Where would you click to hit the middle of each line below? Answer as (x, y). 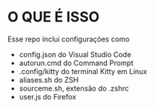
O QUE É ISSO (54, 17)
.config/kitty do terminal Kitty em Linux (83, 71)
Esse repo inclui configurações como (69, 39)
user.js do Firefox (48, 96)
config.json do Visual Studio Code (75, 54)
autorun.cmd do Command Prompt (76, 63)
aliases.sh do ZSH (49, 80)
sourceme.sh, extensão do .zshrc (74, 88)
